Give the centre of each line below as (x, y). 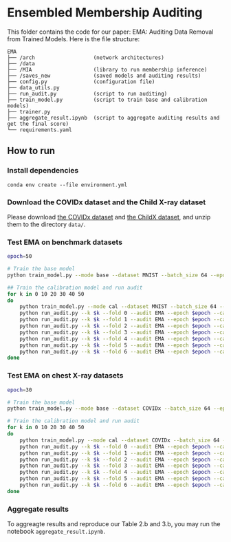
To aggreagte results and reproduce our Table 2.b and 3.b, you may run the (114, 524)
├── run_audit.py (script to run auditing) (87, 94)
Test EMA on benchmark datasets (65, 242)
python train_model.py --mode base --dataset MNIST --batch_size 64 (107, 275)
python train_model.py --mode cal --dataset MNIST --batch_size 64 (118, 307)
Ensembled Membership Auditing (105, 13)
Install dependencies (43, 171)
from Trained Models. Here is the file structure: (74, 39)
